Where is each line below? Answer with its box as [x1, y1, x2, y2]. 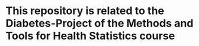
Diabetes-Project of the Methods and [5, 17, 194, 30]
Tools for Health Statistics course [5, 29, 175, 42]
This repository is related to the [5, 4, 165, 18]
